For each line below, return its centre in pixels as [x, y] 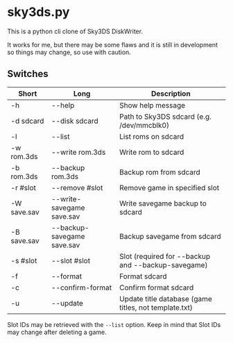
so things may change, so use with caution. [69, 52]
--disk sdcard [75, 121]
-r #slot [23, 187]
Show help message [152, 105]
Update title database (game [166, 299]
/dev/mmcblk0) [144, 125]
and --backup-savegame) [163, 265]
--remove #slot [77, 187]
